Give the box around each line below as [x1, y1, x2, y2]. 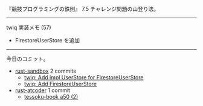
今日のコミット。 [6, 55, 49, 62]
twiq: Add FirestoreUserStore [24, 81, 97, 87]
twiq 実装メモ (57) [6, 24, 51, 31]
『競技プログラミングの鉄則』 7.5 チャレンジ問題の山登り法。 [6, 5, 159, 12]
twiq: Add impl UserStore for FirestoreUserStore [24, 74, 144, 81]
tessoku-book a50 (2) [24, 93, 79, 100]
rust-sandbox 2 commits [14, 67, 77, 75]
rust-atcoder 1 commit [14, 87, 71, 94]
